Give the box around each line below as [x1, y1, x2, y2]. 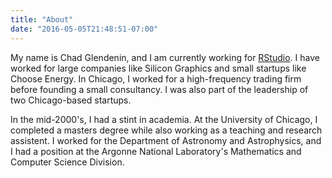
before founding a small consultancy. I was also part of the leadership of [10, 83, 309, 95]
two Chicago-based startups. [10, 94, 132, 106]
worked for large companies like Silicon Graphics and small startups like [10, 62, 307, 74]
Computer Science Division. [10, 156, 125, 168]
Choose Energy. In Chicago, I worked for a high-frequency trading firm [10, 72, 302, 85]
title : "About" [10, 14, 74, 25]
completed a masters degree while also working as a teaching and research [10, 124, 323, 136]
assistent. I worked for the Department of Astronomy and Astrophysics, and [10, 134, 322, 146]
